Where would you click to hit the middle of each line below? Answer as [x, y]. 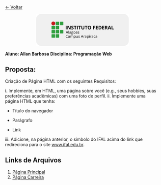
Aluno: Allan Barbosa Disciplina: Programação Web [58, 54]
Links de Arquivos [33, 160]
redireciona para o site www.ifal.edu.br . [45, 145]
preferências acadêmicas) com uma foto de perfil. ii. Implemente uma [75, 96]
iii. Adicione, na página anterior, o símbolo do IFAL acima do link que [74, 139]
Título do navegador [33, 111]
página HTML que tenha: [30, 101]
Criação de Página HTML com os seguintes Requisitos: [61, 81]
